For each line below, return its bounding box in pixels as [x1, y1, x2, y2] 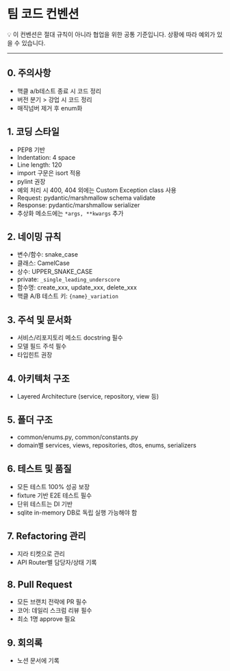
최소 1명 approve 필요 [16, 615, 76, 623]
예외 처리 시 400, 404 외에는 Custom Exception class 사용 [16, 186, 177, 194]
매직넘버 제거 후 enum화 [16, 104, 83, 112]
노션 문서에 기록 [16, 657, 60, 665]
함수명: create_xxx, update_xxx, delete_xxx [16, 283, 137, 292]
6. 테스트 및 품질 [7, 463, 72, 475]
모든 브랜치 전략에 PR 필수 [16, 598, 88, 606]
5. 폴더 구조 [7, 414, 53, 426]
